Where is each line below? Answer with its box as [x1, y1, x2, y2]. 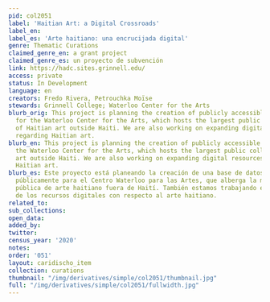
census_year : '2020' [8, 237, 78, 245]
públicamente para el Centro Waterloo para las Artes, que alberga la [15, 176, 257, 185]
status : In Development [8, 79, 88, 87]
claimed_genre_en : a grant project [8, 49, 128, 57]
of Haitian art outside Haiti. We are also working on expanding [15, 124, 239, 132]
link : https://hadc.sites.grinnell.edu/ [8, 64, 146, 72]
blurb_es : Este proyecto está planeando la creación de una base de [8, 169, 243, 177]
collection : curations [8, 267, 84, 275]
